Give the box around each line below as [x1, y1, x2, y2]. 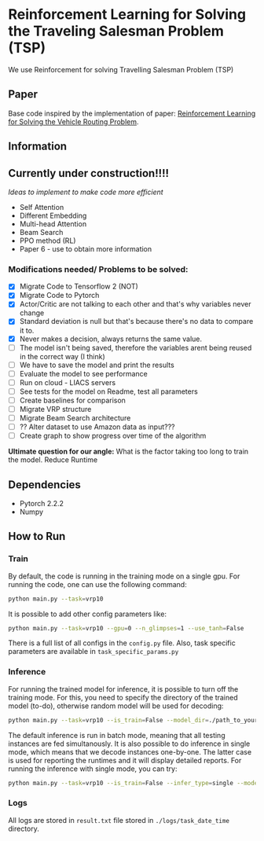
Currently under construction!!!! [8, 167, 170, 180]
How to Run [8, 530, 66, 543]
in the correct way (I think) [19, 351, 105, 361]
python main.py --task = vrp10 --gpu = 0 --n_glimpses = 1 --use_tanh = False [8, 624, 244, 632]
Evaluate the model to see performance [19, 369, 148, 378]
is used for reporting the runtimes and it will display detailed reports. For [8, 755, 242, 765]
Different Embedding [19, 211, 87, 220]
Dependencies [8, 478, 81, 491]
